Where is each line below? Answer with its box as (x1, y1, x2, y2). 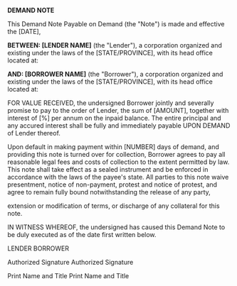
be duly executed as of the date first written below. (7, 231, 157, 238)
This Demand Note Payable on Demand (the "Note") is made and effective (7, 20, 225, 28)
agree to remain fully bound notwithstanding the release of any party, (7, 188, 211, 196)
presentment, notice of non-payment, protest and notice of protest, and (7, 180, 218, 189)
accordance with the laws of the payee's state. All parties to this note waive (7, 173, 229, 181)
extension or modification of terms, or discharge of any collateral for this (7, 202, 220, 210)
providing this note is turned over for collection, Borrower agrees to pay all (7, 150, 226, 158)
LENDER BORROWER (7, 244, 70, 253)
